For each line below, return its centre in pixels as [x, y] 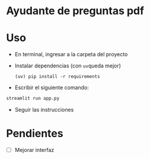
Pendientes [35, 134]
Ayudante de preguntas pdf [75, 11]
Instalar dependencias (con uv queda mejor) [68, 66]
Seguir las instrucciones [44, 110]
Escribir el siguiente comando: [52, 87]
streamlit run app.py [33, 99]
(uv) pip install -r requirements [57, 77]
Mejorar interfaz [34, 150]
